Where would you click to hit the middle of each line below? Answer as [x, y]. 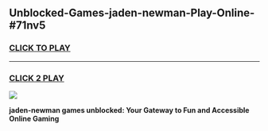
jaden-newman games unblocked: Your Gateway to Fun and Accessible [129, 110]
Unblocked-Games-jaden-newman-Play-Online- [132, 13]
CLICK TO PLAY [40, 48]
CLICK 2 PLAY [37, 78]
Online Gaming [34, 118]
